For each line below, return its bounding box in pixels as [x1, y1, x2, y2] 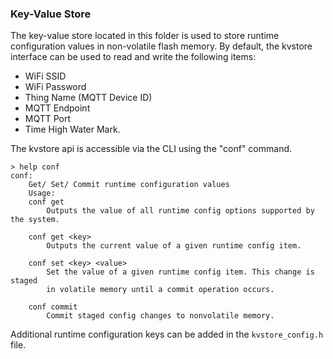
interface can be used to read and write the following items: [10, 51, 257, 63]
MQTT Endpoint [24, 102, 91, 114]
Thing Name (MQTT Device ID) [24, 92, 153, 104]
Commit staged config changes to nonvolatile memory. [46, 311, 275, 321]
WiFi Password [24, 81, 87, 93]
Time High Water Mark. [24, 123, 121, 136]
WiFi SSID [24, 70, 67, 82]
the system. [10, 215, 60, 225]
